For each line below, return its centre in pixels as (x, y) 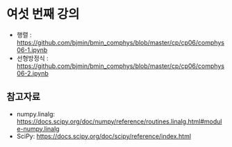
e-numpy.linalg (38, 128)
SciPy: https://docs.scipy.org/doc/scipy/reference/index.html (104, 136)
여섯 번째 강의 (43, 14)
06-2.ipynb (33, 73)
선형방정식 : (33, 58)
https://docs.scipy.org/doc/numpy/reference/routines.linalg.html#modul (119, 121)
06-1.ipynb (32, 50)
